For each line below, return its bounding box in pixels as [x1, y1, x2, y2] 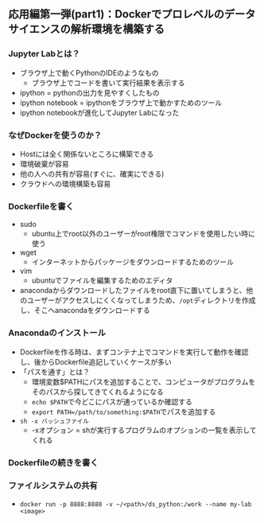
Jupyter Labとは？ [8, 49, 81, 60]
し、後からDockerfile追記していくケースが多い [19, 357, 173, 366]
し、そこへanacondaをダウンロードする [19, 306, 150, 315]
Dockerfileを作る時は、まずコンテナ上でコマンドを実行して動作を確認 [19, 347, 249, 357]
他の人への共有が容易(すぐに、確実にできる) [19, 169, 165, 178]
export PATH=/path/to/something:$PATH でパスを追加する [31, 407, 216, 416]
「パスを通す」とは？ [19, 367, 90, 377]
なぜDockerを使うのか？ [8, 130, 102, 141]
